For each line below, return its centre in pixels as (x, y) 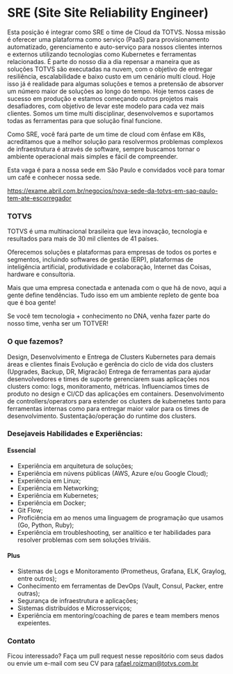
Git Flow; (30, 510)
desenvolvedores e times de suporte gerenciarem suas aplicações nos (109, 379)
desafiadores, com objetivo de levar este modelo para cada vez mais (106, 106)
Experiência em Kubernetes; (58, 495)
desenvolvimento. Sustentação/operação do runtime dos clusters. (102, 416)
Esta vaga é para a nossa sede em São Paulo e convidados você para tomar (116, 170)
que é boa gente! (32, 303)
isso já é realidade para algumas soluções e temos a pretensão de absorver (115, 83)
